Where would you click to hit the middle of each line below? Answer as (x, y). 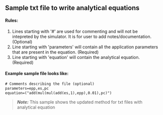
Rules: (12, 20)
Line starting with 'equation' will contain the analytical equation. (76, 57)
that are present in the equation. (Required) (55, 52)
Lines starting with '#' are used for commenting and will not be (75, 31)
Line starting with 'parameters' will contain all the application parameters (85, 47)
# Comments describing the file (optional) (50, 84)
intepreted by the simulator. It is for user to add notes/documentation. (82, 37)
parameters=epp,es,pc (27, 88)
